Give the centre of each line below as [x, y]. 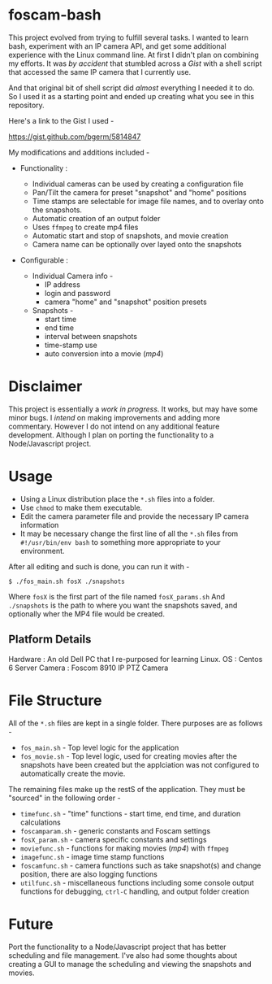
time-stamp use [71, 345]
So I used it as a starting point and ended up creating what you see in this [131, 96]
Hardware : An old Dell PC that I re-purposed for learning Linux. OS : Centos [136, 659]
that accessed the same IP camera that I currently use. [100, 72]
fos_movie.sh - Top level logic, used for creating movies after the [129, 756]
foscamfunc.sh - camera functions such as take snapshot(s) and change [140, 865]
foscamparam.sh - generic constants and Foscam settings [115, 830]
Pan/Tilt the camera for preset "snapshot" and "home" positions [139, 192]
